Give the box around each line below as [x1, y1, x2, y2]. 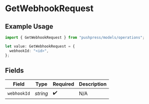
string [35, 90, 48, 97]
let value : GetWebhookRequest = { [5, 44, 75, 49]
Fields [5, 66, 24, 74]
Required [53, 81, 74, 87]
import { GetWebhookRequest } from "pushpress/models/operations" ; [5, 35, 145, 40]
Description [78, 81, 107, 87]
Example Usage [5, 22, 54, 31]
